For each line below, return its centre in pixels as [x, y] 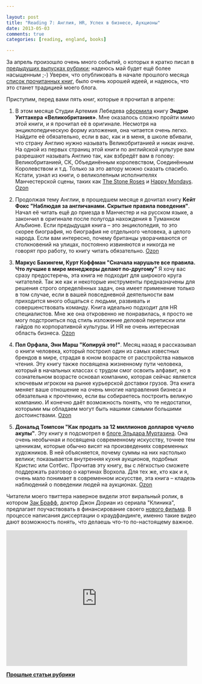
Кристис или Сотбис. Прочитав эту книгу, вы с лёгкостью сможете [102, 466]
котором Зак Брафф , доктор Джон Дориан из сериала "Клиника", [91, 503]
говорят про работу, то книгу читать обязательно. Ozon [87, 251]
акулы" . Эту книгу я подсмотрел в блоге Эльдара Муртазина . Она [101, 433]
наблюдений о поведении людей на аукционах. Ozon [84, 485]
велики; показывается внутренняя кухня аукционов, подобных [96, 459]
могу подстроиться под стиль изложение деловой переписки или [100, 320]
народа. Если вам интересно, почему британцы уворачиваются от [101, 238]
